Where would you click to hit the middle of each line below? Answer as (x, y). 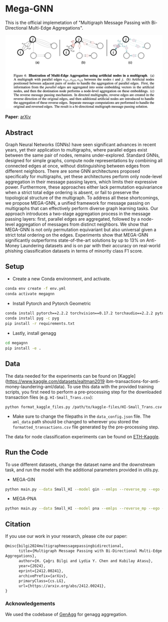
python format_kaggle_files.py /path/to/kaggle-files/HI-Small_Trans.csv (84, 407)
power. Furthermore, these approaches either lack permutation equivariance (84, 187)
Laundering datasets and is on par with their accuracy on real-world (91, 245)
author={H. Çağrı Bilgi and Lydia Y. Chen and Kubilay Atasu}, (86, 561)
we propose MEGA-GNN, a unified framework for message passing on (77, 203)
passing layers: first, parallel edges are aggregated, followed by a (72, 219)
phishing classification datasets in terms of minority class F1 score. (74, 251)
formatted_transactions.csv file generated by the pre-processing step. (86, 427)
